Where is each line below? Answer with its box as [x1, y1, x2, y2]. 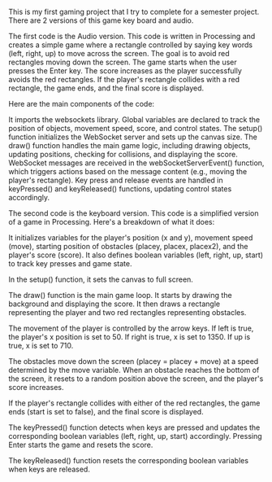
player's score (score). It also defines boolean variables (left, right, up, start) [8, 250, 264, 260]
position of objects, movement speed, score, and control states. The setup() [8, 124, 263, 133]
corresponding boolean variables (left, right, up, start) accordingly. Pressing [8, 432, 262, 440]
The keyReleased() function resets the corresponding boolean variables [8, 456, 249, 465]
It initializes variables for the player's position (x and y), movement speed [8, 233, 253, 243]
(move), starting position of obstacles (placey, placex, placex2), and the [8, 242, 248, 251]
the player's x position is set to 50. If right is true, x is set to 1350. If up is [8, 332, 251, 341]
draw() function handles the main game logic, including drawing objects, [8, 141, 251, 150]
